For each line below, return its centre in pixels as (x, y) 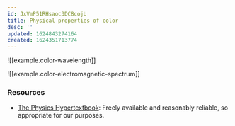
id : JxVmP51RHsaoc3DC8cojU (47, 14)
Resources (26, 93)
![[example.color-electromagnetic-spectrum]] (74, 74)
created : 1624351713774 (42, 40)
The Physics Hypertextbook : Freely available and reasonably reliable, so (123, 108)
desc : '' (20, 27)
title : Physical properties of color (63, 21)
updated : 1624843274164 (42, 34)
